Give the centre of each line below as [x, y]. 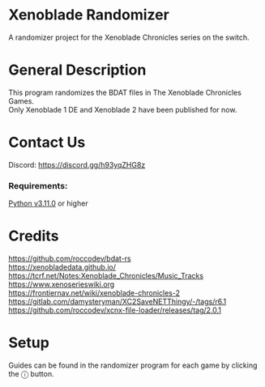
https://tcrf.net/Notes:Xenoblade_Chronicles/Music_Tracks [106, 276]
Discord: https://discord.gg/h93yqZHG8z [77, 164]
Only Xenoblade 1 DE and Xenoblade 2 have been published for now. [123, 109]
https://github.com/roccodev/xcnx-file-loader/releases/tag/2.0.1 [115, 310]
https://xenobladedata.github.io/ [62, 267]
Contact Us [47, 142]
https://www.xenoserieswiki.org [62, 284]
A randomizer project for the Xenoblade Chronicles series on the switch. [129, 37]
